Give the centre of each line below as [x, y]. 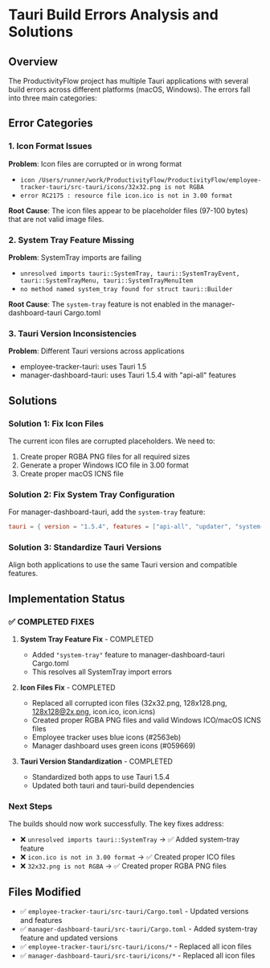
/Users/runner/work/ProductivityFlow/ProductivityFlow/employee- [150, 180]
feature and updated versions [69, 938]
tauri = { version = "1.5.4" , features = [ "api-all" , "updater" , [120, 527]
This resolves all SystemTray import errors [102, 672]
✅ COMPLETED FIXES [51, 621]
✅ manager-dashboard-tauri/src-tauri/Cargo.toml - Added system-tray [139, 929]
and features [41, 921]
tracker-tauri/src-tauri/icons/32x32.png [90, 187]
